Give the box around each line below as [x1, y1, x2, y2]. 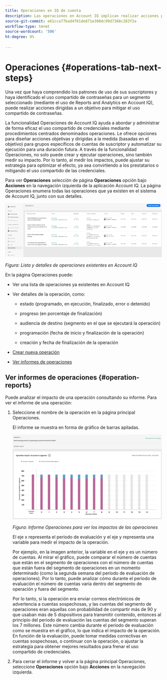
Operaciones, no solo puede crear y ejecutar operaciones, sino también [5, 151, 153, 157]
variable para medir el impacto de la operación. [12, 539, 109, 545]
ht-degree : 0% [5, 34, 35, 39]
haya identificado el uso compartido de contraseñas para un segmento [5, 94, 151, 100]
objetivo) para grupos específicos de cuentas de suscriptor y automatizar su [5, 141, 162, 147]
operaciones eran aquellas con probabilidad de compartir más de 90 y [12, 606, 157, 612]
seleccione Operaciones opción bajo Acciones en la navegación [12, 664, 146, 670]
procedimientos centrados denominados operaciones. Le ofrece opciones [5, 130, 157, 136]
